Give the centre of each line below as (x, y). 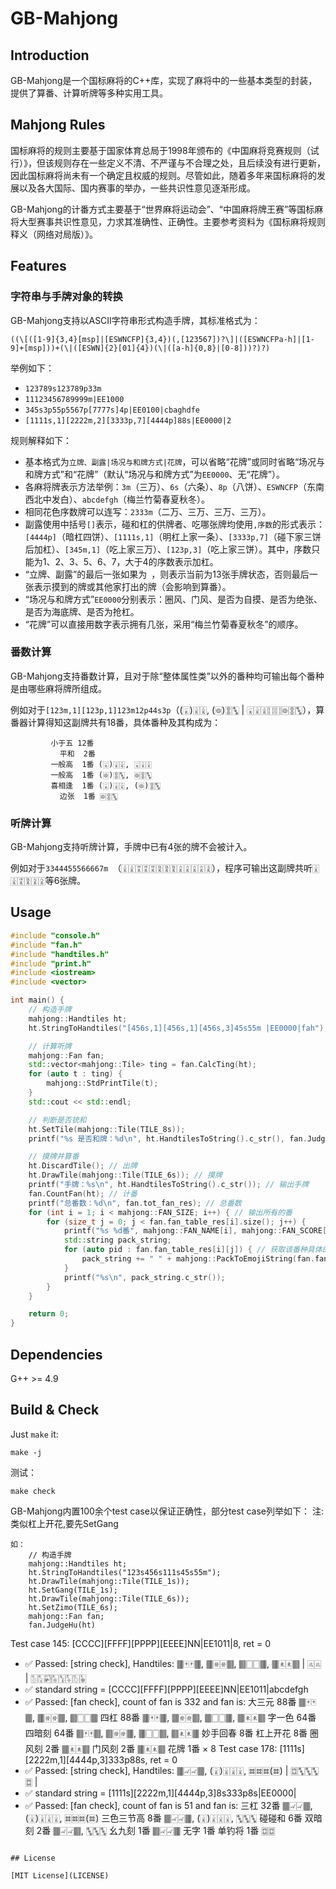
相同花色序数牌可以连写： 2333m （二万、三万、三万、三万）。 (148, 511)
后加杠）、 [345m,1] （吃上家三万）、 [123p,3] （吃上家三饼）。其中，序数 (168, 549)
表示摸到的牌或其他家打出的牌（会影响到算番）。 (132, 586)
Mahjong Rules (58, 125)
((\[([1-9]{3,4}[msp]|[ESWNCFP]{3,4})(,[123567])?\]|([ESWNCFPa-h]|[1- (162, 339)
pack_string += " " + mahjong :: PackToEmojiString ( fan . (198, 1259)
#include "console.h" (55, 935)
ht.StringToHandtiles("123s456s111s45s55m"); (125, 1572)
